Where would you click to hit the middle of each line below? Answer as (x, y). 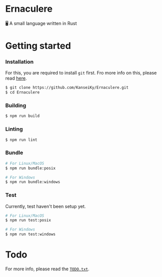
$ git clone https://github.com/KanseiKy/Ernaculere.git (67, 88)
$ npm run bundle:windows (33, 182)
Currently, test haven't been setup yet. (46, 206)
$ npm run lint (21, 140)
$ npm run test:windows (31, 234)
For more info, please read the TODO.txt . (47, 269)
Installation (20, 62)
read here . (16, 78)
